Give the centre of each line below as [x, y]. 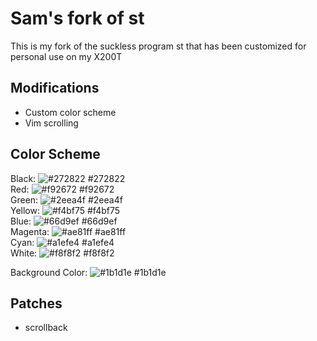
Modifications [55, 88]
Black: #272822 [68, 178]
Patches [36, 303]
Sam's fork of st [77, 18]
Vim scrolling [51, 123]
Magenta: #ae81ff [68, 231]
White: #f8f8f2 [62, 253]
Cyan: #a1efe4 [62, 242]
